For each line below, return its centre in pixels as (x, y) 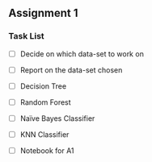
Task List (26, 36)
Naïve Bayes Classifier (57, 118)
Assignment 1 (43, 13)
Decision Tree (43, 86)
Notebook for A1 (47, 151)
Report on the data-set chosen (71, 70)
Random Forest (45, 102)
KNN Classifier (44, 135)
